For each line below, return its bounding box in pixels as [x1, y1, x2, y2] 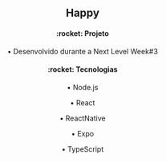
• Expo [71, 128, 95, 138]
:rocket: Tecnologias [47, 65, 118, 74]
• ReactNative [59, 113, 106, 123]
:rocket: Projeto [55, 28, 110, 38]
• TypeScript [61, 144, 104, 154]
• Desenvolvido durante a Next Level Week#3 [6, 46, 159, 56]
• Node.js [67, 82, 99, 92]
